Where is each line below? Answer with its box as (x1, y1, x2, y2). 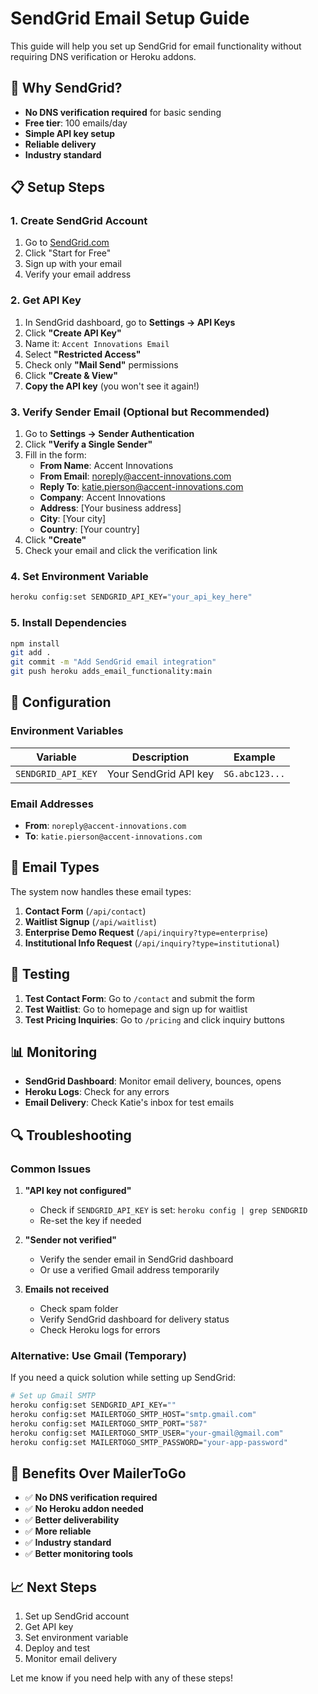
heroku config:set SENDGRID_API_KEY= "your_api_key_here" (10, 592, 253, 602)
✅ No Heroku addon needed (24, 1503, 144, 1515)
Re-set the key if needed (39, 1215, 142, 1227)
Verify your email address (24, 268, 132, 281)
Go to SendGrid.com (24, 237, 110, 249)
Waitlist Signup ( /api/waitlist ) (24, 915, 157, 927)
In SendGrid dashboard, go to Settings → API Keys (24, 316, 236, 328)
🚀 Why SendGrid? (10, 80, 123, 97)
